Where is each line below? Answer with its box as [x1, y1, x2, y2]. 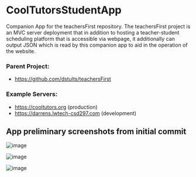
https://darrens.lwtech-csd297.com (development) [14, 109, 136, 117]
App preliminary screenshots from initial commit [6, 126, 187, 136]
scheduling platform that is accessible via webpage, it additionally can [6, 35, 176, 42]
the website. [6, 47, 36, 54]
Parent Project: [6, 62, 50, 70]
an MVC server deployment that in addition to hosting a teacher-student [6, 29, 180, 36]
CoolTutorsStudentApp [6, 4, 122, 17]
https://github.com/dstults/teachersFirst [14, 75, 111, 82]
